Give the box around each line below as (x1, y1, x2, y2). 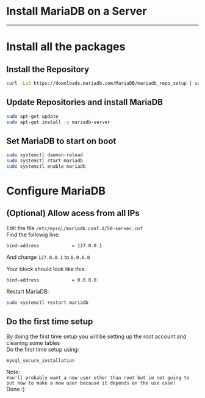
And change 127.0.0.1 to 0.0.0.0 (6, 253, 90, 261)
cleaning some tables (6, 339, 60, 346)
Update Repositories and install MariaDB (6, 97, 164, 107)
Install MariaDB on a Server (6, 4, 147, 18)
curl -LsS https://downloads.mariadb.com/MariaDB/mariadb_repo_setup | (6, 80, 192, 86)
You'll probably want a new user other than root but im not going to (6, 375, 190, 381)
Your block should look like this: (6, 265, 87, 272)
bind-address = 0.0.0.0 (6, 277, 97, 283)
